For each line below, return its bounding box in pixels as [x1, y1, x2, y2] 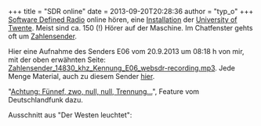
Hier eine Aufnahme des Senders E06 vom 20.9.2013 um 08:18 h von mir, [8, 47, 245, 56]
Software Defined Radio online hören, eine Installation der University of [8, 15, 237, 24]
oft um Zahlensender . [8, 31, 77, 41]
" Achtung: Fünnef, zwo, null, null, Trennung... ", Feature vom [8, 87, 200, 96]
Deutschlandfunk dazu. [8, 95, 84, 104]
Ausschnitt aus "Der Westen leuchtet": [8, 110, 132, 120]
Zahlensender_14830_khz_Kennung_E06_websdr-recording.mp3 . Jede [8, 63, 235, 73]
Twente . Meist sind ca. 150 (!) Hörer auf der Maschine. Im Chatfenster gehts [8, 23, 253, 32]
